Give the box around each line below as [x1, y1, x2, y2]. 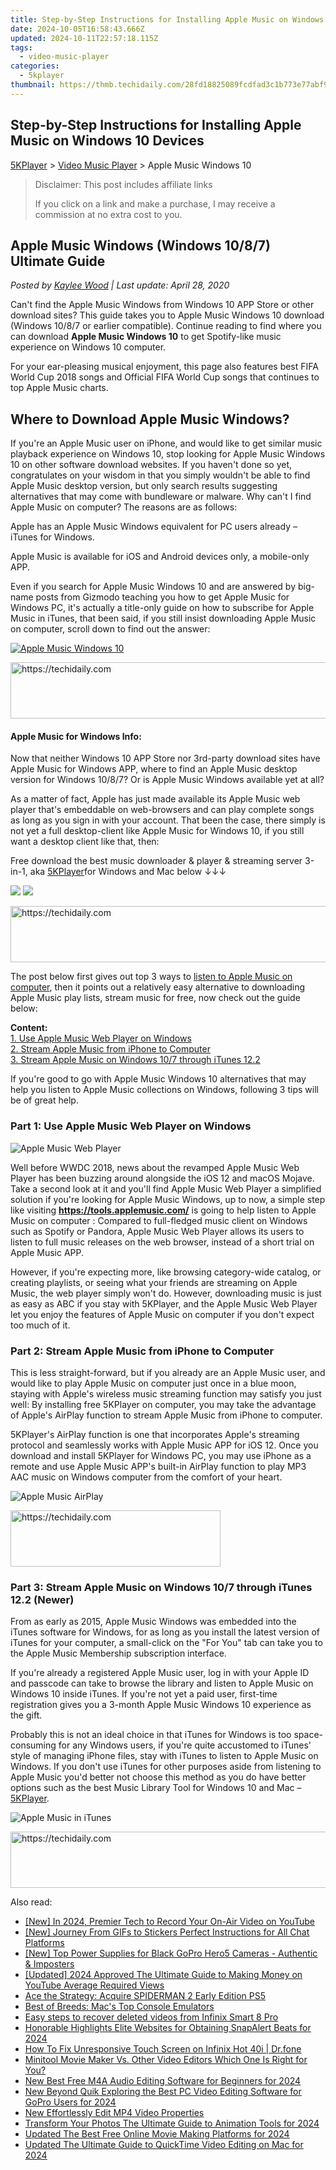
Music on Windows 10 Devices [10, 132, 205, 150]
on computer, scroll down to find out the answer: [10, 623, 211, 635]
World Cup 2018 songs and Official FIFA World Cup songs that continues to [10, 371, 320, 383]
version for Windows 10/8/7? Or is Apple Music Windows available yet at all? [10, 774, 325, 786]
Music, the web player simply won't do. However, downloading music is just [10, 1287, 322, 1299]
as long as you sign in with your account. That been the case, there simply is [10, 814, 326, 826]
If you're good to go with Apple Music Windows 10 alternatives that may [10, 1073, 307, 1085]
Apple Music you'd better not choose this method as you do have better [10, 1771, 307, 1783]
